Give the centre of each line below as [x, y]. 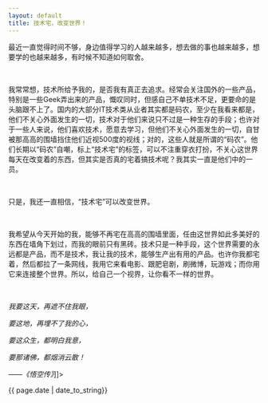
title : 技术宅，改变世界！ [48, 23]
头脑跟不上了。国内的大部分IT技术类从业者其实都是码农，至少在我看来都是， [134, 109]
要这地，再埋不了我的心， [50, 323]
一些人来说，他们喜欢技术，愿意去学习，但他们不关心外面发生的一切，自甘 [137, 129]
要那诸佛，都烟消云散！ [47, 357]
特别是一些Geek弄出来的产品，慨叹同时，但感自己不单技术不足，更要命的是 [132, 99]
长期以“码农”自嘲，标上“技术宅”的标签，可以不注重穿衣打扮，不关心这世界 [136, 149]
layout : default [35, 16]
